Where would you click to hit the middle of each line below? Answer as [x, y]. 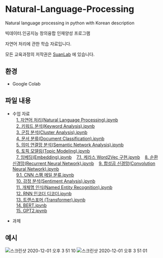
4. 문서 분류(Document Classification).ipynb [60, 138]
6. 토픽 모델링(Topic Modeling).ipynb [53, 151]
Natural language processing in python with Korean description [70, 23]
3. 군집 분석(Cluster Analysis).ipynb [52, 132]
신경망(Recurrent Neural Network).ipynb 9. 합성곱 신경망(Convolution [84, 163]
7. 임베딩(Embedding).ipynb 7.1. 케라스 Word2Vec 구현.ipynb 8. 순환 [87, 157]
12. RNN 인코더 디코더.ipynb [44, 193]
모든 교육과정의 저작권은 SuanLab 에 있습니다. [50, 54]
